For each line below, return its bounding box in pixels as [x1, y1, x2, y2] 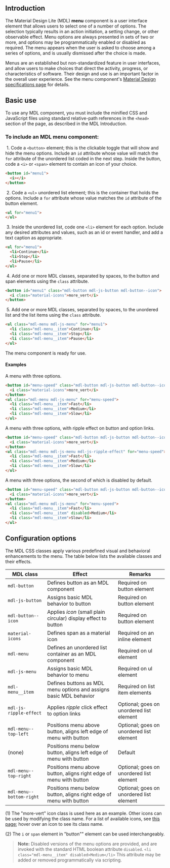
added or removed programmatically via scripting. [17, 857, 122, 863]
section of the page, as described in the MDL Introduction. [5, 121, 127, 127]
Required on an [118, 629, 154, 636]
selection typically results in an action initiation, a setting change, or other [5, 28, 159, 35]
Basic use [5, 96, 37, 105]
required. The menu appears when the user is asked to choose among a [5, 44, 155, 50]
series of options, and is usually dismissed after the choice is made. [5, 50, 147, 56]
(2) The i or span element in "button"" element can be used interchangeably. [5, 831, 165, 837]
